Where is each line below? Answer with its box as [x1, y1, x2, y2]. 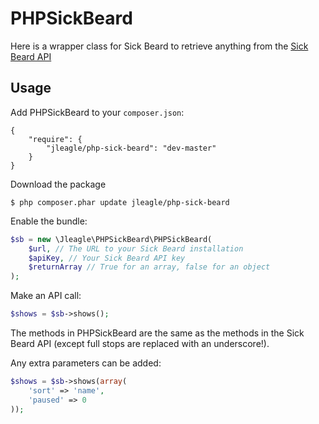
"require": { [28, 134, 83, 144]
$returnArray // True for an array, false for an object [28, 262, 271, 272]
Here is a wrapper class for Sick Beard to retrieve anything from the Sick [10, 40, 309, 52]
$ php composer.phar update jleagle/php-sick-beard [10, 197, 230, 207]
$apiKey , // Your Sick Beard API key [28, 253, 186, 263]
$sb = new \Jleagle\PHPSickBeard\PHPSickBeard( [10, 234, 213, 244]
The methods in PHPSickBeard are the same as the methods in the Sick [10, 327, 305, 339]
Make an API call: [10, 290, 82, 302]
